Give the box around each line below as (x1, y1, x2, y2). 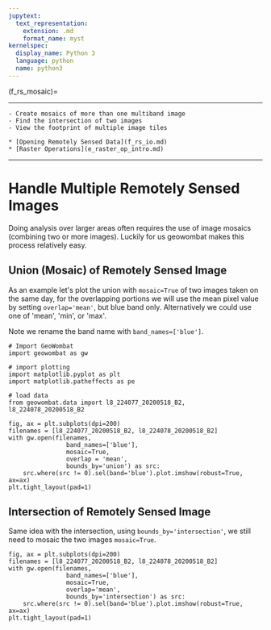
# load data (8, 391, 48, 399)
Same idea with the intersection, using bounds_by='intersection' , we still (8, 526, 252, 536)
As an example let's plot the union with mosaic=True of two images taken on (8, 285, 259, 294)
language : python (15, 57, 74, 65)
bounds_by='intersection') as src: (65, 593, 186, 601)
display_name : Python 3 (15, 49, 95, 57)
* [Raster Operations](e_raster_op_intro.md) (8, 144, 164, 153)
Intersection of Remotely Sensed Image (8, 505, 211, 519)
